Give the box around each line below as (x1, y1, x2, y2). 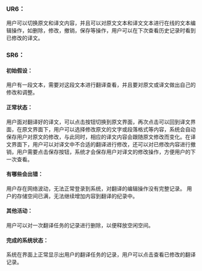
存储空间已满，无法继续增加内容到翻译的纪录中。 (16, 192, 138, 200)
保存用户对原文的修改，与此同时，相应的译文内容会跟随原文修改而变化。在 (6, 133, 191, 140)
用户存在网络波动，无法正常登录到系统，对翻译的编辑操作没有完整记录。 (6, 185, 185, 192)
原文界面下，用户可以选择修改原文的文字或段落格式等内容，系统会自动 (22, 125, 196, 133)
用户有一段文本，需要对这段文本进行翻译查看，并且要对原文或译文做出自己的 (6, 82, 196, 89)
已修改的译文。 (6, 34, 43, 42)
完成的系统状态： (6, 236, 49, 243)
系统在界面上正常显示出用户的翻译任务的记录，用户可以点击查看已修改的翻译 (6, 251, 196, 258)
